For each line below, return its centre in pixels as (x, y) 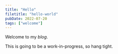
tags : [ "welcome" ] (24, 23)
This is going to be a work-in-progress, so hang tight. (59, 46)
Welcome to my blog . (27, 37)
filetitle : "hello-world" (31, 14)
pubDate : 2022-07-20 (26, 18)
